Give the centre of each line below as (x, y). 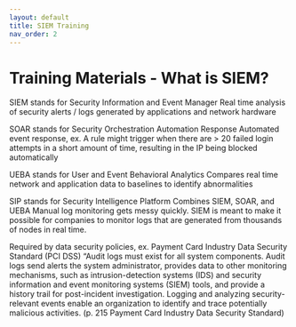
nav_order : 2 (33, 34)
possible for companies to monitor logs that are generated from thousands (146, 220)
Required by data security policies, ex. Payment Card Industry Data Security (148, 247)
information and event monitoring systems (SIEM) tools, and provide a (137, 284)
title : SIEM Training (49, 26)
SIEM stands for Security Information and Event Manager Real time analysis (148, 102)
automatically (34, 157)
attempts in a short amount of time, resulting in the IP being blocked (133, 148)
